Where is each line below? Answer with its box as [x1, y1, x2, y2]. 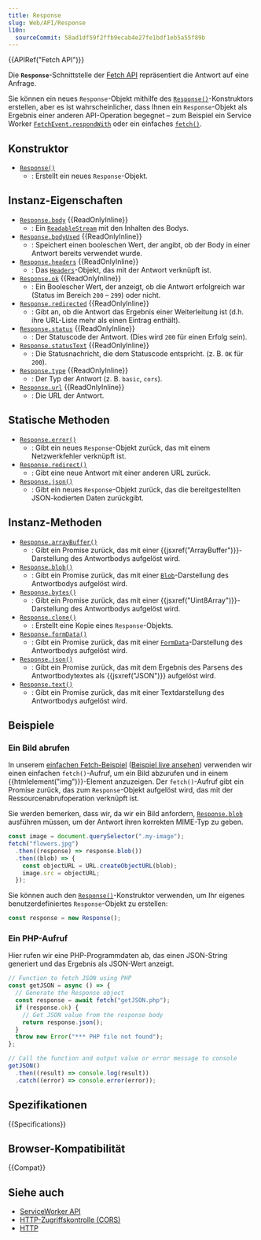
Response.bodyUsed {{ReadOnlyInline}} [19, 232, 143, 241]
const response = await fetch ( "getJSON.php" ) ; [15, 997, 171, 1004]
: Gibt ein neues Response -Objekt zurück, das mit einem [31, 443, 211, 452]
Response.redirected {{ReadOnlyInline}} [19, 299, 149, 308]
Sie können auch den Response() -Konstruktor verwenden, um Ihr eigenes [8, 891, 245, 900]
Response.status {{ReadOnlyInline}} [19, 324, 135, 333]
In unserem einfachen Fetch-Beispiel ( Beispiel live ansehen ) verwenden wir [8, 760, 252, 770]
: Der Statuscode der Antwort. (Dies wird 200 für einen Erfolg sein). [31, 332, 248, 341]
